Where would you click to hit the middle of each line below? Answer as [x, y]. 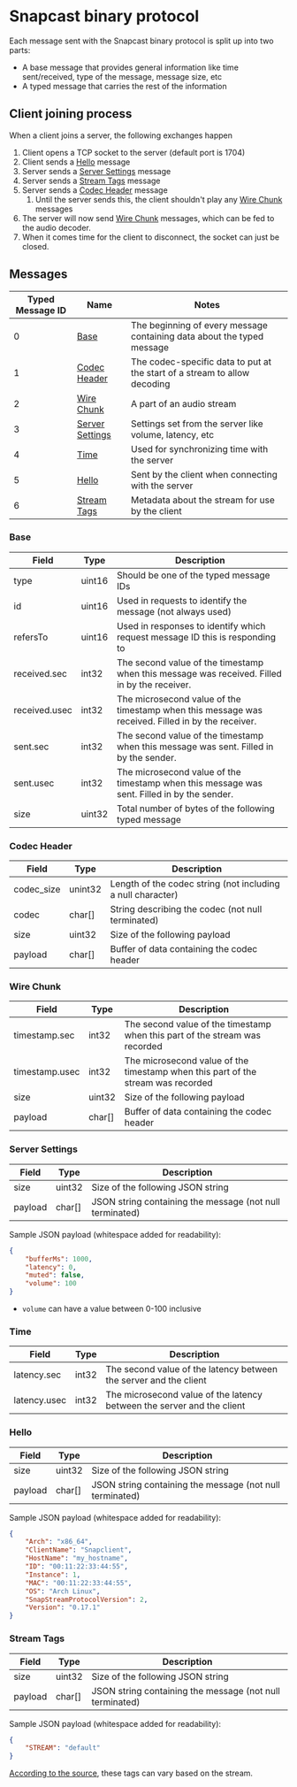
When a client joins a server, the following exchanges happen [121, 135]
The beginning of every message [199, 325]
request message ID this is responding [196, 637]
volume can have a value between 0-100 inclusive [111, 1308]
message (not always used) [174, 611]
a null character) [144, 895]
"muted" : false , [55, 1276]
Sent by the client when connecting [205, 474]
